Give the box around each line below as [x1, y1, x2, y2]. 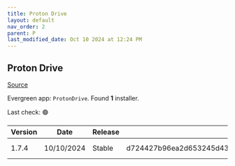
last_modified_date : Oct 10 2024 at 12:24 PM [7, 36, 142, 43]
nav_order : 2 [7, 23, 45, 30]
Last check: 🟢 [7, 107, 49, 116]
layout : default [7, 17, 55, 24]
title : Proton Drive [7, 10, 68, 17]
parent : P [7, 29, 36, 37]
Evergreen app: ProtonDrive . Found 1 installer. [7, 93, 140, 102]
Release [92, 127, 120, 137]
